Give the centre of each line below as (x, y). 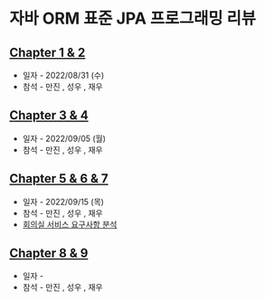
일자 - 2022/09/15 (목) (63, 202)
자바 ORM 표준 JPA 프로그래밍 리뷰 (132, 19)
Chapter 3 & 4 (49, 115)
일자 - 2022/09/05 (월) (64, 138)
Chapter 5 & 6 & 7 (59, 179)
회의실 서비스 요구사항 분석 (70, 224)
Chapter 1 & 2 (47, 52)
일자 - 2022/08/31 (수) (63, 75)
